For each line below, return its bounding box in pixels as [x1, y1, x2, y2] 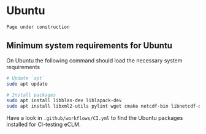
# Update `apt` [6, 75, 45, 81]
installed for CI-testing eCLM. [6, 121, 81, 128]
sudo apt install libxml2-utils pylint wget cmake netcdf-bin [6, 103, 169, 110]
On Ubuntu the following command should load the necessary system [6, 56, 183, 64]
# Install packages [6, 92, 56, 98]
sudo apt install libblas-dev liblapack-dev [6, 97, 122, 104]
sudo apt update [6, 81, 48, 87]
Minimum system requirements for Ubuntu [6, 40, 173, 51]
